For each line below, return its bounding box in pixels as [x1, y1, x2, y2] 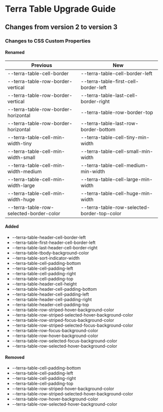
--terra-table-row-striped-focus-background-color [12, 317, 114, 323]
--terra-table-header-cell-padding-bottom [12, 286, 97, 292]
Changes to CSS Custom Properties [5, 37, 91, 44]
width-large [7, 182, 35, 188]
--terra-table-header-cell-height [12, 281, 77, 287]
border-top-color [81, 210, 122, 217]
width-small [7, 154, 35, 161]
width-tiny [7, 140, 32, 147]
